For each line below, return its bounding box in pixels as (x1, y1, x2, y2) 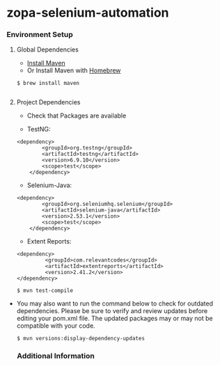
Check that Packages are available (26, 111, 127, 120)
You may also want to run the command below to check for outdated (16, 299, 214, 308)
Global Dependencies (16, 45, 79, 54)
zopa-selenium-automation (6, 5, 169, 21)
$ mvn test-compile (16, 287, 74, 294)
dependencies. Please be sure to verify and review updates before (16, 307, 208, 315)
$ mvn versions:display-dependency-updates (16, 335, 146, 342)
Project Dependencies (16, 98, 81, 106)
